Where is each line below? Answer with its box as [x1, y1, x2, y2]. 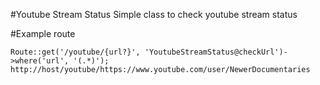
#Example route [10, 28, 76, 39]
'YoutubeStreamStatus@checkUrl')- [144, 47, 288, 57]
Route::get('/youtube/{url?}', [10, 47, 141, 57]
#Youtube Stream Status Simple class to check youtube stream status [10, 9, 298, 20]
